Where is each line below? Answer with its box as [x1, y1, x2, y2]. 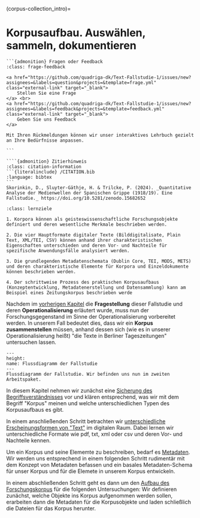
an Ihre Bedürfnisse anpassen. [6, 137, 84, 143]
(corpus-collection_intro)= [6, 5, 71, 12]
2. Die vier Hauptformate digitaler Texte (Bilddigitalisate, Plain [6, 232, 181, 238]
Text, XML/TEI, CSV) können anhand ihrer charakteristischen [6, 237, 162, 243]
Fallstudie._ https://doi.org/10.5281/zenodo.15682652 [6, 195, 146, 201]
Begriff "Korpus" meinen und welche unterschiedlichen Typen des [6, 399, 169, 407]
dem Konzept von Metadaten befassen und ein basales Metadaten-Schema [6, 461, 193, 468]
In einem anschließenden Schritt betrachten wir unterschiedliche [6, 417, 166, 425]
